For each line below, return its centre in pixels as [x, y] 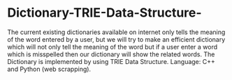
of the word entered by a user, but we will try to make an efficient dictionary [116, 39]
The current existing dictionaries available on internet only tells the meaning [116, 32]
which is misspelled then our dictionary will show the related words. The [111, 54]
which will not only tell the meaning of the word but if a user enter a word [113, 47]
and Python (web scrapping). [49, 69]
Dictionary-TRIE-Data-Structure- [104, 13]
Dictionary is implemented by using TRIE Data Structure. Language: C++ [111, 61]
